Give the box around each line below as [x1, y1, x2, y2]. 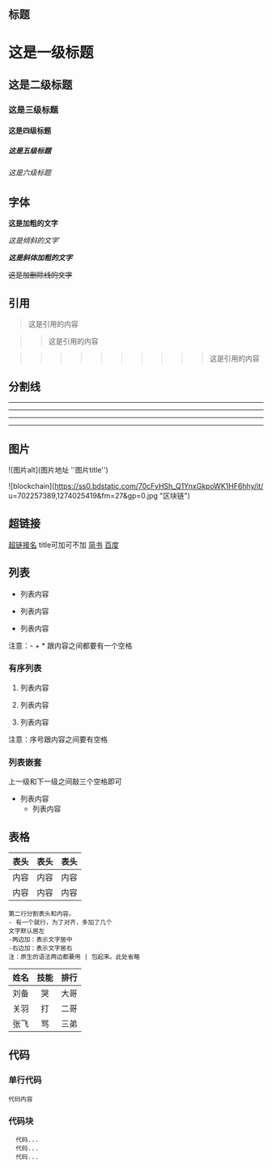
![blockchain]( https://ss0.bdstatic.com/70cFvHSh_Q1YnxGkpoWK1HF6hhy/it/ [8, 481, 264, 490]
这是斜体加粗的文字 [8, 253, 73, 263]
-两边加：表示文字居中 [8, 935, 73, 943]
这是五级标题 [8, 146, 51, 156]
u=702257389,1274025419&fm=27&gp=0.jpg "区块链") [8, 490, 190, 500]
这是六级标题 [8, 168, 51, 178]
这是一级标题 [8, 43, 95, 62]
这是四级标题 [8, 126, 51, 135]
